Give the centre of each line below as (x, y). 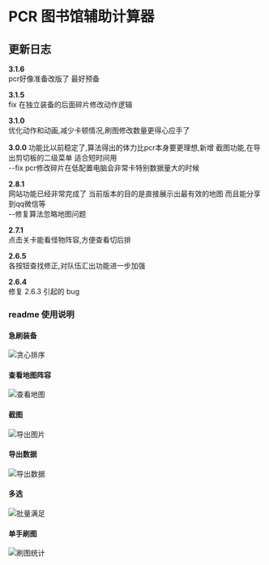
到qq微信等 (27, 204)
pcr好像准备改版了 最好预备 (54, 79)
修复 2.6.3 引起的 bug (44, 291)
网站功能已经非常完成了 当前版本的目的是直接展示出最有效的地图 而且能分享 (134, 194)
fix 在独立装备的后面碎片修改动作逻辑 (70, 105)
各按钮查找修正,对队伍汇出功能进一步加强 (77, 265)
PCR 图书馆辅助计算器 (81, 17)
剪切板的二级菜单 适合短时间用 (66, 158)
